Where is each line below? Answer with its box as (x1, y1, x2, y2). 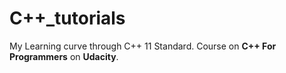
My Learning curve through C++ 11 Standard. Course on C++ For (9, 40, 277, 52)
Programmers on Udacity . (9, 50, 119, 62)
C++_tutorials (9, 7, 126, 30)
